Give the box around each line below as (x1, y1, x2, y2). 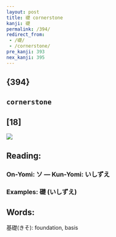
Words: (6, 207, 35, 217)
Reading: (6, 150, 42, 161)
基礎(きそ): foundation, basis (6, 224, 78, 232)
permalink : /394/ (6, 26, 51, 32)
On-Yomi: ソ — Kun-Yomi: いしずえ (6, 170, 110, 178)
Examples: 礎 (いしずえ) (6, 188, 78, 196)
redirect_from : (6, 32, 45, 38)
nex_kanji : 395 (6, 54, 45, 60)
